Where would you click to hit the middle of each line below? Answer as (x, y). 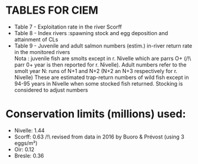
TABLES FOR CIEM (52, 10)
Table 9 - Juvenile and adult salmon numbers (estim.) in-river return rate (103, 46)
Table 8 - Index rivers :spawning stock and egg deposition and (91, 33)
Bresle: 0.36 (29, 156)
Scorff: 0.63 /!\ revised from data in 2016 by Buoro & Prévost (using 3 (99, 137)
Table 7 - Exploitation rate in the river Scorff (68, 27)
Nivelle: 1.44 (30, 130)
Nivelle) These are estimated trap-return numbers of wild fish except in (101, 77)
